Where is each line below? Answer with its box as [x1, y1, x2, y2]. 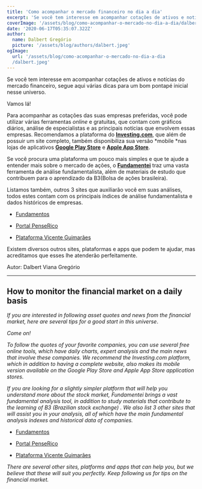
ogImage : [7, 48, 29, 54]
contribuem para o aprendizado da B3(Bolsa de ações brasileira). [7, 174, 168, 181]
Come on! [7, 330, 31, 337]
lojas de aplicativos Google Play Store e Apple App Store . [7, 144, 150, 151]
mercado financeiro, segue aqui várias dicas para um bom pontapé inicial [7, 82, 188, 89]
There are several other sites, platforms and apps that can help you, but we [7, 463, 194, 470]
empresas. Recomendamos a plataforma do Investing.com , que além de [7, 130, 186, 138]
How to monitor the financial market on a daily [7, 286, 182, 296]
